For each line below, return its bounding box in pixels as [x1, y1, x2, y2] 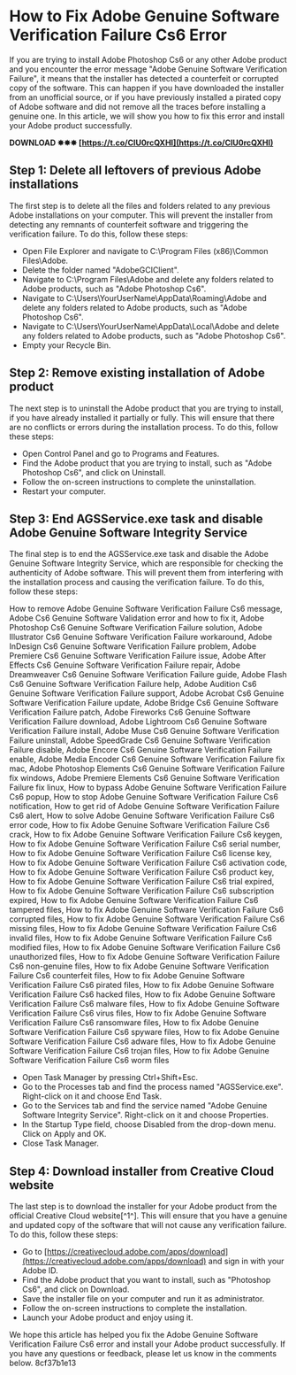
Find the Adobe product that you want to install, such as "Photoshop [21, 1275, 271, 1286]
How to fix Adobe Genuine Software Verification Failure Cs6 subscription [9, 885, 275, 896]
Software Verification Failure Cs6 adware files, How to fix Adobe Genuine [9, 1036, 277, 1047]
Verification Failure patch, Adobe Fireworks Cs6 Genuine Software [9, 707, 251, 718]
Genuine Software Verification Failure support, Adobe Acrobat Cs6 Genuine [9, 688, 285, 699]
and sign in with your [208, 1255, 285, 1267]
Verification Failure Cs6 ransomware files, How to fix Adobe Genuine [9, 1017, 259, 1028]
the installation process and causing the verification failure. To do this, [9, 577, 265, 588]
